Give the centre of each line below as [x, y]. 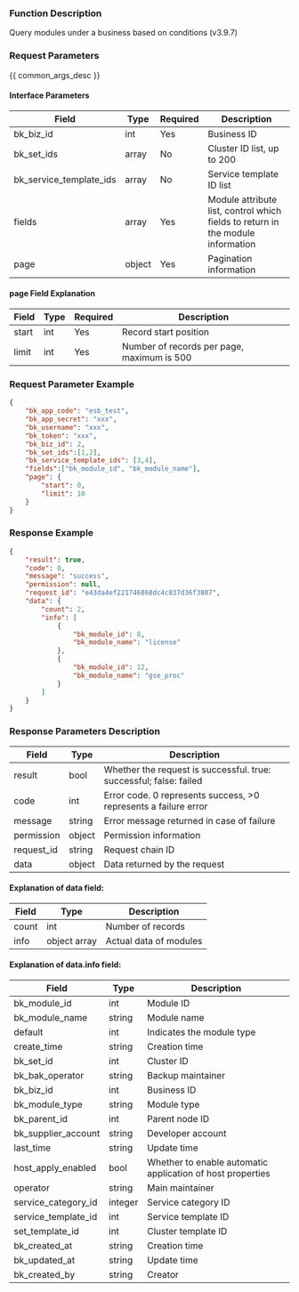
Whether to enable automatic [207, 1162]
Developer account [186, 1134]
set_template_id [47, 1231]
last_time [32, 1148]
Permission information [152, 835]
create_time [38, 1046]
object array [72, 941]
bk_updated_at [44, 1260]
